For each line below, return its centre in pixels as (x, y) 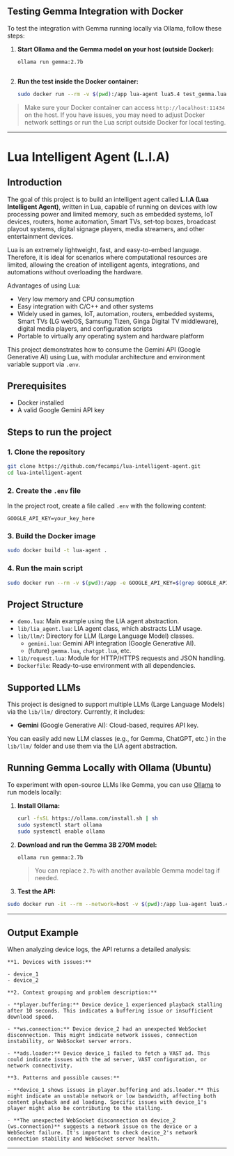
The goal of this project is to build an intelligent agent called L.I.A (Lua (108, 199)
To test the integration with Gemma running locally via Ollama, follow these (115, 28)
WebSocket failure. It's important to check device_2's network (102, 1133)
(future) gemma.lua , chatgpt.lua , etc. (79, 651)
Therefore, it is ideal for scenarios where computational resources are (107, 257)
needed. (47, 878)
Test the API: (36, 891)
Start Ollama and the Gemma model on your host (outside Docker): (116, 49)
